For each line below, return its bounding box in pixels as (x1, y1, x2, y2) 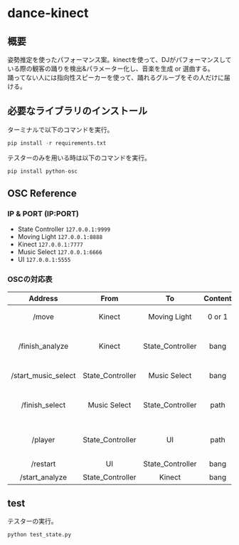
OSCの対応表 (7, 275, 53, 285)
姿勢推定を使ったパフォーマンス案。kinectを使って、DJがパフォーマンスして (7, 56, 232, 63)
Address (28, 293, 58, 303)
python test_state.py (7, 531, 72, 539)
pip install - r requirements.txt (7, 139, 107, 147)
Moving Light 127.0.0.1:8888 (17, 233, 103, 241)
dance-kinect (7, 5, 89, 21)
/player (31, 434, 55, 444)
